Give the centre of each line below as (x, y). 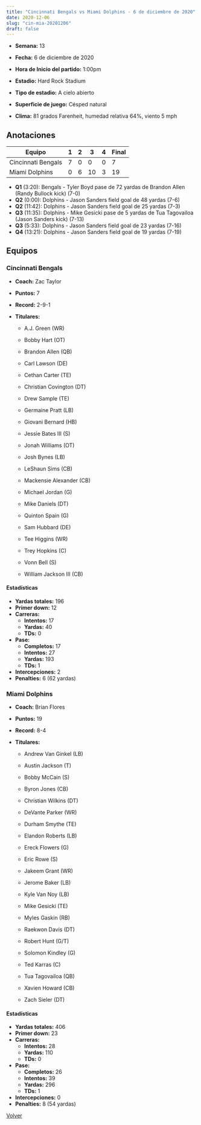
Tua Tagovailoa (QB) (49, 976)
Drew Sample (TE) (46, 398)
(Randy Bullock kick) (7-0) (47, 193)
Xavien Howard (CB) (49, 988)
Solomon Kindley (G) (50, 953)
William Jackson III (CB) (53, 574)
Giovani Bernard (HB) (50, 422)
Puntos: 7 (27, 293)
